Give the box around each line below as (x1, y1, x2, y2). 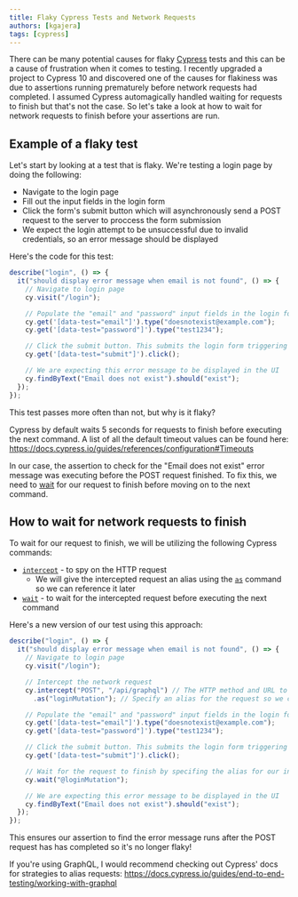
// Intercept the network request (25, 677, 153, 686)
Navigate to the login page (21, 187, 120, 197)
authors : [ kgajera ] (9, 21, 82, 30)
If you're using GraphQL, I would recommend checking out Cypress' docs (9, 859, 278, 869)
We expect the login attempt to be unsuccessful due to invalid (21, 224, 248, 236)
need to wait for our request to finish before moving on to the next (9, 479, 251, 490)
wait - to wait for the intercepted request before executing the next (21, 593, 268, 604)
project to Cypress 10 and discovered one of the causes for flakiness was (9, 73, 278, 84)
